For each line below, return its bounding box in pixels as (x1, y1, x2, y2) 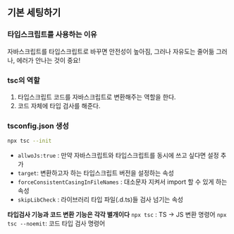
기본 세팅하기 (7, 6, 61, 19)
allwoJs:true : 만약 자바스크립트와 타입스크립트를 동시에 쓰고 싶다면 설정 (17, 151, 220, 160)
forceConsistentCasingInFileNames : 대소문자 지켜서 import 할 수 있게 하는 (17, 177, 228, 186)
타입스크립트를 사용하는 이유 (7, 30, 97, 40)
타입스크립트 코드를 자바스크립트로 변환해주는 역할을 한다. (17, 93, 176, 101)
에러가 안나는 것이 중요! (16, 56, 81, 64)
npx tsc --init (7, 137, 52, 145)
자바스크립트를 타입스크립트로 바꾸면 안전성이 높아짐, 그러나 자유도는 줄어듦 (7, 47, 215, 55)
